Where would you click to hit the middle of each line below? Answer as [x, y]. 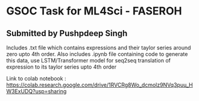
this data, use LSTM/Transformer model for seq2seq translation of [88, 60]
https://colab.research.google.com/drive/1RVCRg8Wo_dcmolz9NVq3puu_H [99, 85]
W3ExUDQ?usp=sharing [36, 91]
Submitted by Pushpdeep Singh [67, 33]
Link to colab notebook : [36, 78]
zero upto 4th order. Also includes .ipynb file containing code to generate [97, 54]
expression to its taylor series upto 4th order [61, 67]
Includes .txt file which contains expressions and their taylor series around [99, 47]
